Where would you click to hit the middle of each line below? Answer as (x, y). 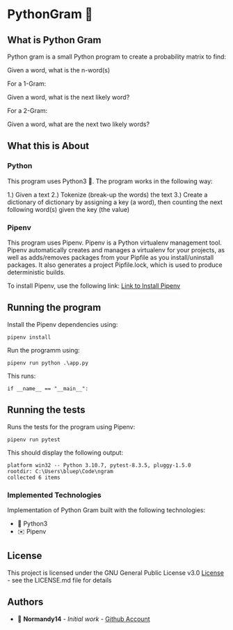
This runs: (22, 376)
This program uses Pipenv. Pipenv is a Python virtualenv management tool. (115, 243)
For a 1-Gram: (27, 84)
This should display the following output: (65, 452)
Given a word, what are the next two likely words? (79, 124)
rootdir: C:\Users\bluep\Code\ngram (60, 471)
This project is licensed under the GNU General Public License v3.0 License (116, 573)
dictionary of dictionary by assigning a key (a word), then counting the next (115, 202)
